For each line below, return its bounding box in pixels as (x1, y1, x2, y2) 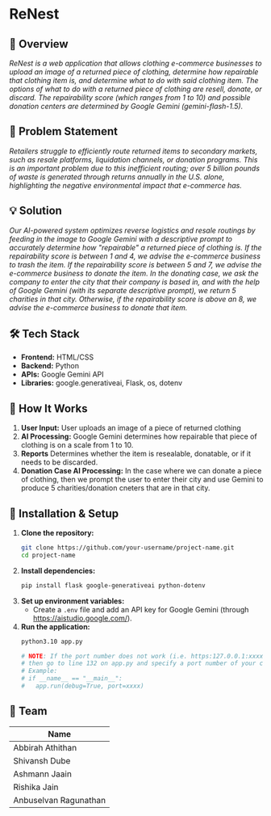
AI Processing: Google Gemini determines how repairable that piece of (20, 431, 257, 441)
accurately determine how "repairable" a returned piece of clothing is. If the (9, 242, 262, 252)
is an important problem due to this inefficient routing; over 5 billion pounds (9, 163, 261, 173)
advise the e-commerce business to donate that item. (9, 302, 188, 312)
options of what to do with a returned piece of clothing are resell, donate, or (9, 84, 263, 94)
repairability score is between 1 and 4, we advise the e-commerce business (9, 251, 261, 261)
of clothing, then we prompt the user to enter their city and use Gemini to (20, 474, 264, 485)
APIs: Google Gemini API (20, 369, 104, 380)
